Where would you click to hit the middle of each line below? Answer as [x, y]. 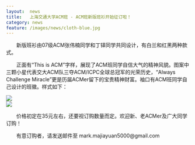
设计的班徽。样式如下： [39, 87]
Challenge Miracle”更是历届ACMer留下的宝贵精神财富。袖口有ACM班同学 [94, 80]
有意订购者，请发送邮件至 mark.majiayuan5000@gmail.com [88, 136]
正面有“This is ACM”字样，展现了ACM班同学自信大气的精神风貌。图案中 [103, 65]
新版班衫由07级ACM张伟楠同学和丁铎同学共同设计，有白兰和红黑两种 [100, 45]
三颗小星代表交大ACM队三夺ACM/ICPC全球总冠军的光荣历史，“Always [91, 72]
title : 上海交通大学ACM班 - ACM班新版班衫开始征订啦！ [69, 17]
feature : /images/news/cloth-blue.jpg [53, 28]
